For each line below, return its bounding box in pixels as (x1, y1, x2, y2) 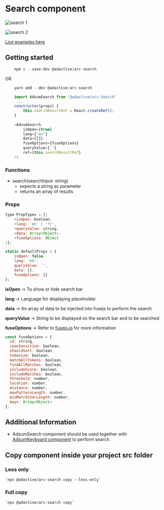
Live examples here (5, 38, 45, 45)
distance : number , (9, 386, 48, 391)
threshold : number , (9, 376, 50, 381)
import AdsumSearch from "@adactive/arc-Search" (14, 94, 117, 99)
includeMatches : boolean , (9, 372, 64, 377)
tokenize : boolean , (9, 353, 50, 358)
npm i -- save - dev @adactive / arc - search (14, 66, 97, 71)
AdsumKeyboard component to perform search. (12, 437, 111, 443)
